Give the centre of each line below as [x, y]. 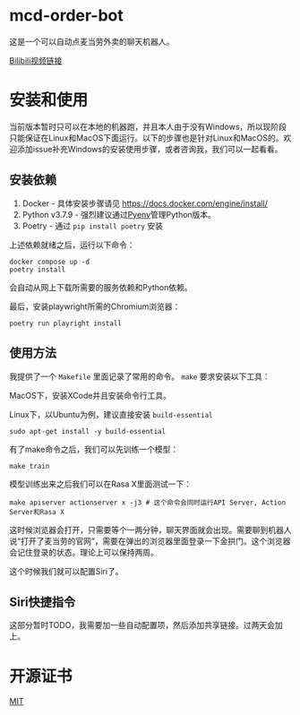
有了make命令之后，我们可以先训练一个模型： [94, 449]
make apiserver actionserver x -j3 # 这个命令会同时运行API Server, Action [148, 503]
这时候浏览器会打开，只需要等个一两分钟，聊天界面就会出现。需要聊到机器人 [150, 530]
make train [30, 466]
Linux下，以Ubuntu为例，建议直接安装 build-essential [111, 414]
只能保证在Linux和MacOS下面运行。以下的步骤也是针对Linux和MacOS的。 [146, 138]
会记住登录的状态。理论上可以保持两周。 [84, 552]
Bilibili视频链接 [36, 60]
